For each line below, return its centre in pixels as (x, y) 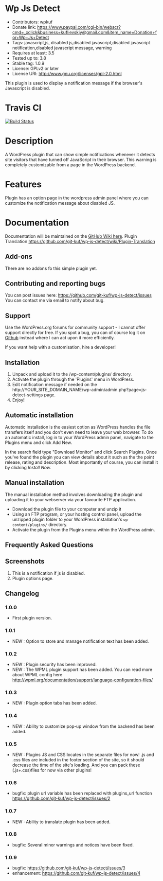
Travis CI (23, 108)
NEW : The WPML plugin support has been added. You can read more (82, 670)
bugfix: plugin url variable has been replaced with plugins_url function (82, 793)
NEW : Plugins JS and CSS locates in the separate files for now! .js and (83, 755)
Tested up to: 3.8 (29, 58)
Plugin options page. (33, 578)
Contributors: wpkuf (32, 22)
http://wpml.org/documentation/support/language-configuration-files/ (82, 680)
